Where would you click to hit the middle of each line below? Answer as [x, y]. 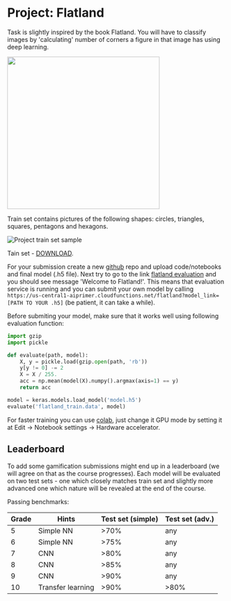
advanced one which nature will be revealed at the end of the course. [107, 488]
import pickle [28, 343]
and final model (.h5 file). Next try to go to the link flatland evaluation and [112, 274]
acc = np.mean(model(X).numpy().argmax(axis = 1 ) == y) [99, 381]
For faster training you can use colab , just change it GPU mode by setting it [115, 420]
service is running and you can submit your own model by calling [100, 289]
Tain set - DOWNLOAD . [41, 253]
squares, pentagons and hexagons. [58, 226]
